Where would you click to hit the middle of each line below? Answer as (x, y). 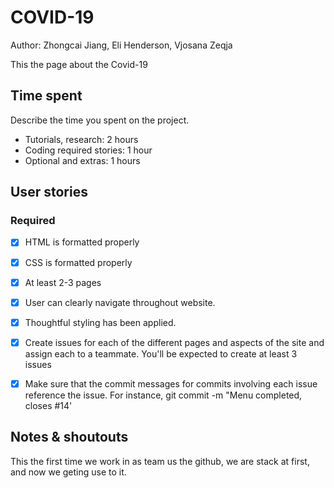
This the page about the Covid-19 (79, 64)
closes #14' (48, 405)
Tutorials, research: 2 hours (81, 139)
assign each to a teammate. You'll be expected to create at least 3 (161, 353)
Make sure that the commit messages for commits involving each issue (171, 383)
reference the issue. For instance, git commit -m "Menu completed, (163, 395)
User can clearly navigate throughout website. (120, 302)
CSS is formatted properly (78, 262)
